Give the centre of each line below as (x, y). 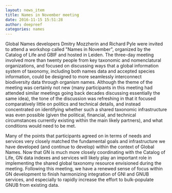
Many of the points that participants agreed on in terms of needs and (78, 136)
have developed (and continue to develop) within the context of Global (80, 147)
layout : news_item (25, 10)
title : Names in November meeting (42, 15)
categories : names (25, 29)
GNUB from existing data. (32, 185)
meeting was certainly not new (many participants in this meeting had (79, 87)
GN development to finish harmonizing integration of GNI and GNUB (77, 174)
